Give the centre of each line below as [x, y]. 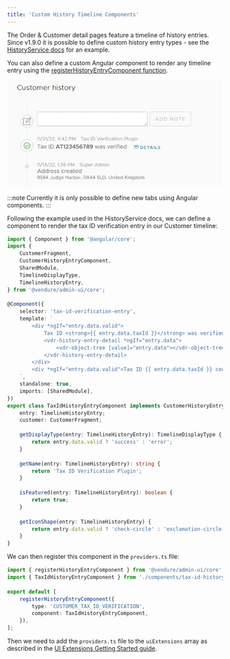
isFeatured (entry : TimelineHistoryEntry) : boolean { [96, 493]
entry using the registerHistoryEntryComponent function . [88, 70]
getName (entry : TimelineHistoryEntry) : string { [90, 464]
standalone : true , [46, 384]
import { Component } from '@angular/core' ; [72, 239]
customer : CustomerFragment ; [61, 420]
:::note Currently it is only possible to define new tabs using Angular [103, 198]
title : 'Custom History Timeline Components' [73, 14]
